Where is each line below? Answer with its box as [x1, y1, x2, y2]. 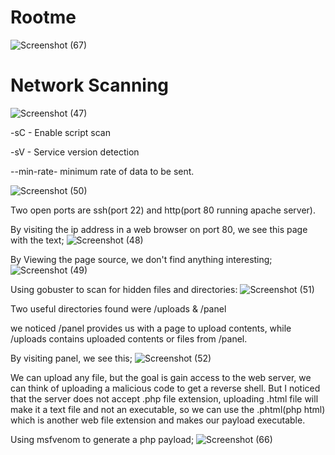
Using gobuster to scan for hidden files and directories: [10, 283, 238, 295]
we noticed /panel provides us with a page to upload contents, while [10, 322, 292, 334]
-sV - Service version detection [10, 146, 140, 158]
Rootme [10, 6, 77, 29]
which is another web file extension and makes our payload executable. [10, 414, 306, 426]
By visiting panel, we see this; [10, 352, 133, 364]
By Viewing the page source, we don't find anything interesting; [10, 253, 273, 265]
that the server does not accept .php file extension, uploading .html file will [10, 392, 319, 405]
